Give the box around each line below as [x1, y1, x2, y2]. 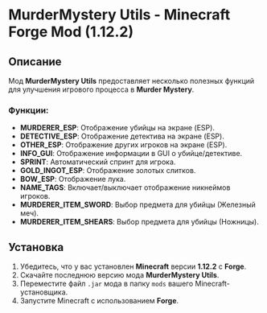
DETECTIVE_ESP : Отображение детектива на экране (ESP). [19, 131, 225, 142]
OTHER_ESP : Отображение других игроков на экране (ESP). [19, 140, 228, 150]
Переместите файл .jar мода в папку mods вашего [19, 279, 194, 289]
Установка [8, 240, 64, 254]
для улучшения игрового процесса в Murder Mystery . [8, 84, 195, 94]
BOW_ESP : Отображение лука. [19, 175, 126, 184]
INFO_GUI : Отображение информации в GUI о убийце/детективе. [19, 149, 243, 159]
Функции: [8, 105, 49, 116]
